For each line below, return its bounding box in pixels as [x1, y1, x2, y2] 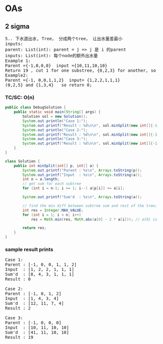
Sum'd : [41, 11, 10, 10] [5, 330, 69, 335]
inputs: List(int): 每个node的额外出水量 [5, 53, 98, 58]
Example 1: [5, 58, 31, 63]
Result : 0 [5, 277, 31, 282]
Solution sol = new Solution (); [22, 114, 88, 119]
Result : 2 [5, 306, 31, 311]
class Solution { [5, 158, 40, 164]
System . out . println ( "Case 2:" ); [22, 127, 88, 132]
